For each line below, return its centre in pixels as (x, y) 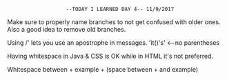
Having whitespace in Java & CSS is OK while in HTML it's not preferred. (110, 56)
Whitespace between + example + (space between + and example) (103, 69)
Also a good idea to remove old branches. (67, 29)
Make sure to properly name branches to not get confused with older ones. (114, 22)
